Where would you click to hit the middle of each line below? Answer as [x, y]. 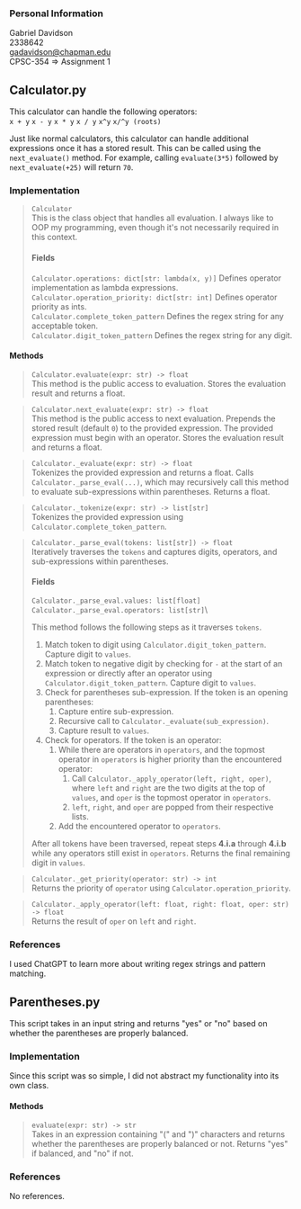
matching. [28, 973]
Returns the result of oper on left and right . [114, 921]
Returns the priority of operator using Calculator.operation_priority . [161, 888]
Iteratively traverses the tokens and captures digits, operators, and [154, 551]
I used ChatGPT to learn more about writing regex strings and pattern [138, 964]
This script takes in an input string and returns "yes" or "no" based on [138, 1024]
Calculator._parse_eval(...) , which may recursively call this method [160, 482]
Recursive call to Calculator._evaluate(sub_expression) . [164, 721]
